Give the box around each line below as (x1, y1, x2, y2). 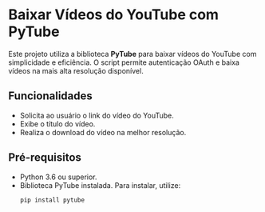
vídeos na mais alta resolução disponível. (8, 66, 144, 75)
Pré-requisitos (8, 150, 82, 165)
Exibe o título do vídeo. (19, 118, 96, 129)
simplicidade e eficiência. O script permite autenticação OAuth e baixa (8, 58, 239, 67)
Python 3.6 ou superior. (19, 172, 97, 182)
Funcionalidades (8, 90, 93, 103)
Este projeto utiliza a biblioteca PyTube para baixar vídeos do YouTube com (8, 49, 257, 58)
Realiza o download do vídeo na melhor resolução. (19, 127, 187, 137)
